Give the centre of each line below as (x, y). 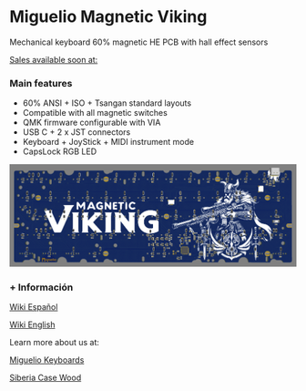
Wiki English (32, 324)
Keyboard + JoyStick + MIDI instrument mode (108, 142)
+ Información (41, 287)
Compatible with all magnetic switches (95, 113)
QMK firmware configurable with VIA (92, 123)
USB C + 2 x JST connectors (76, 132)
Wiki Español (34, 307)
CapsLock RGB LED (60, 151)
